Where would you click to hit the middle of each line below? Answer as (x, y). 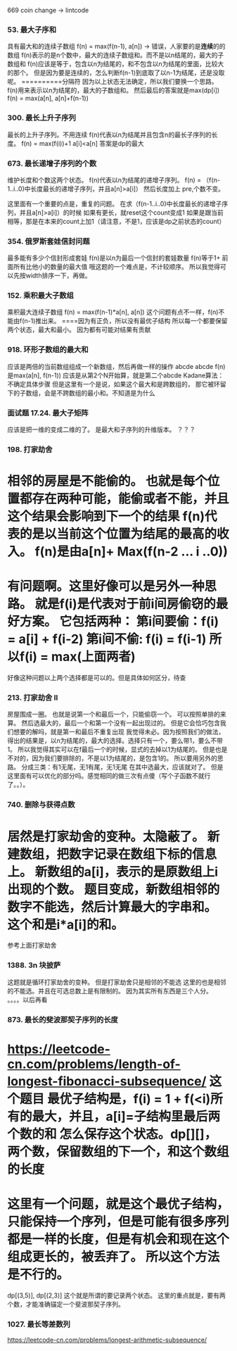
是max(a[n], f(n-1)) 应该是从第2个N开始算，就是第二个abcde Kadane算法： (116, 375)
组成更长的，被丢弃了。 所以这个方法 (114, 1257)
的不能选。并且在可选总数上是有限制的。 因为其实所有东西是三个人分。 (110, 991)
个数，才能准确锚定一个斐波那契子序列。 (66, 1304)
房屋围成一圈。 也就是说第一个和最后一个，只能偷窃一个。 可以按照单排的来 (117, 715)
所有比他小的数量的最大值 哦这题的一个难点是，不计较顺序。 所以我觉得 (116, 267)
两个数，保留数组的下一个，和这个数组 (118, 1151)
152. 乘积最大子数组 (40, 296)
